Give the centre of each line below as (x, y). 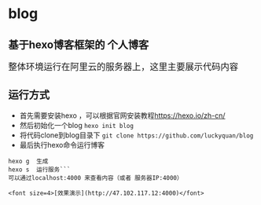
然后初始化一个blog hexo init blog (76, 125)
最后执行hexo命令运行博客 (62, 145)
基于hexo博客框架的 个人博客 (79, 44)
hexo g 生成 (28, 161)
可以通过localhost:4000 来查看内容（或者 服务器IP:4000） (96, 178)
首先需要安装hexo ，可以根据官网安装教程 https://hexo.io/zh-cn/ (122, 115)
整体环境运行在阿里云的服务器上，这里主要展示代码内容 (123, 67)
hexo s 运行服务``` (39, 170)
